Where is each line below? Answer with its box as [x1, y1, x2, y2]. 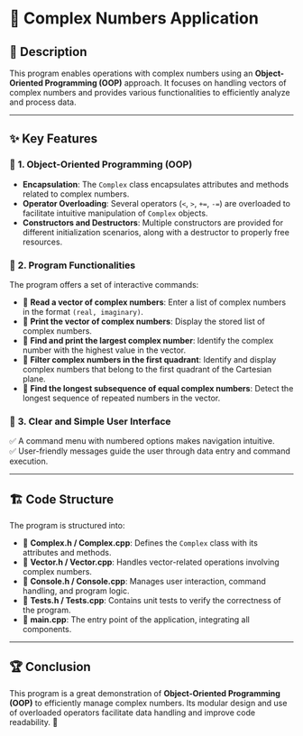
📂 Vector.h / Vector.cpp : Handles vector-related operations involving [22, 557, 280, 567]
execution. [9, 455, 49, 467]
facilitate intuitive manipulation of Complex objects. [22, 207, 208, 218]
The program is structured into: [9, 520, 125, 531]
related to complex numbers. [22, 189, 130, 199]
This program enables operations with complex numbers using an [9, 68, 253, 78]
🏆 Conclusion [9, 659, 92, 675]
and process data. [9, 97, 77, 107]
